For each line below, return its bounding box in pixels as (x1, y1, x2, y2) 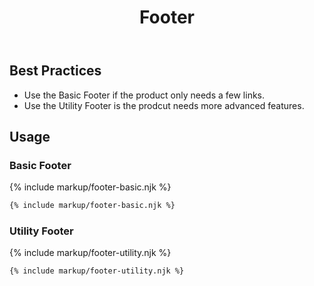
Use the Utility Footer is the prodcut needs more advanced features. (23, 99, 305, 111)
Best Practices (9, 62, 102, 80)
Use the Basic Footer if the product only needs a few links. (23, 89, 266, 101)
